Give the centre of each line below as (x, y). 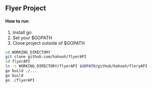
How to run (17, 21)
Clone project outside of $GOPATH (49, 43)
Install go (22, 32)
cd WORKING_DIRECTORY (28, 52)
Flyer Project (26, 8)
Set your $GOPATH (32, 38)
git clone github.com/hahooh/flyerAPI (46, 57)
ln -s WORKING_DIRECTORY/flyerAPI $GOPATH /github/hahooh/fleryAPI (76, 66)
